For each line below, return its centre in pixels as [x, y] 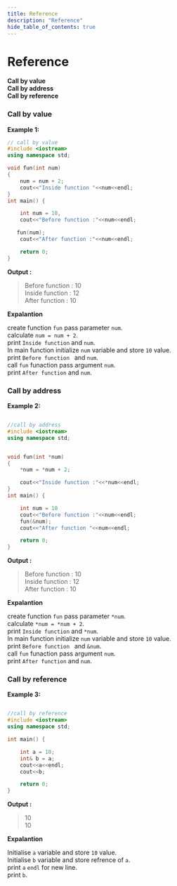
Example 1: [24, 129]
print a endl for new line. [42, 868]
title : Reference [33, 14]
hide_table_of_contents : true [52, 27]
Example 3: [24, 695]
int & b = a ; [37, 758]
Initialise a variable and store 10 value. [62, 853]
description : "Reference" [45, 20]
